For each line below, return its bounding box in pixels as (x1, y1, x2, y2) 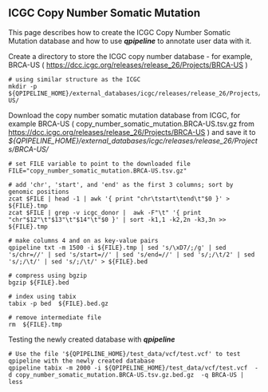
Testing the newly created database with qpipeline (8, 335, 175, 344)
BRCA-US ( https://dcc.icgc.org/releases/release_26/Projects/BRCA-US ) (8, 60, 249, 69)
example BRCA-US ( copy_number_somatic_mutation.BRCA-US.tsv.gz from (8, 119, 255, 129)
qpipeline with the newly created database (8, 357, 156, 365)
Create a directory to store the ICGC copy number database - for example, (8, 51, 253, 61)
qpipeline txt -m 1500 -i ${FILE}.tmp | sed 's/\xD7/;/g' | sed (8, 244, 227, 251)
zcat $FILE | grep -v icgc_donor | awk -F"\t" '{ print (8, 208, 202, 216)
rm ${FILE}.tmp (8, 320, 62, 328)
